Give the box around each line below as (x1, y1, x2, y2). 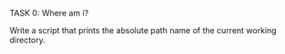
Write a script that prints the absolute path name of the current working (9, 25, 277, 35)
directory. (9, 35, 46, 45)
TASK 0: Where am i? (9, 8, 89, 18)
